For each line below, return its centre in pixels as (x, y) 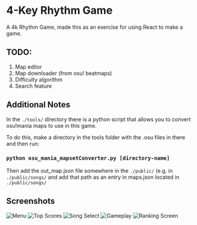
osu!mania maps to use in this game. (52, 125)
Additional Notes (38, 105)
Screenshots (31, 201)
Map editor (29, 67)
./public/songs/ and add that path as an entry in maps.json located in (93, 177)
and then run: (23, 143)
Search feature (33, 86)
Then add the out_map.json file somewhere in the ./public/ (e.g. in (89, 170)
